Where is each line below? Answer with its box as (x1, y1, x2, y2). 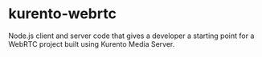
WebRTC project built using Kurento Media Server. (8, 39, 175, 48)
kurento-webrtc (8, 5, 117, 23)
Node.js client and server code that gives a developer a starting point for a (8, 31, 255, 40)
